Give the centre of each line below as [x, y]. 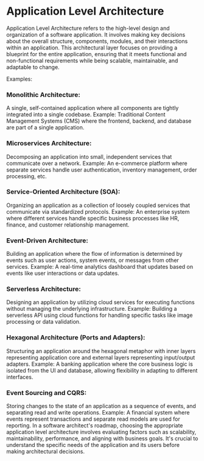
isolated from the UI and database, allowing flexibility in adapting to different [102, 370]
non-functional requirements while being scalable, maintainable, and [92, 60]
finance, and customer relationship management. [68, 225]
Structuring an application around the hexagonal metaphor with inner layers [101, 351]
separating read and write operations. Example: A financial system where [98, 413]
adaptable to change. [33, 67]
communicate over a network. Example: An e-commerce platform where [97, 163]
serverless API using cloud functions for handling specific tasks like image [100, 315]
